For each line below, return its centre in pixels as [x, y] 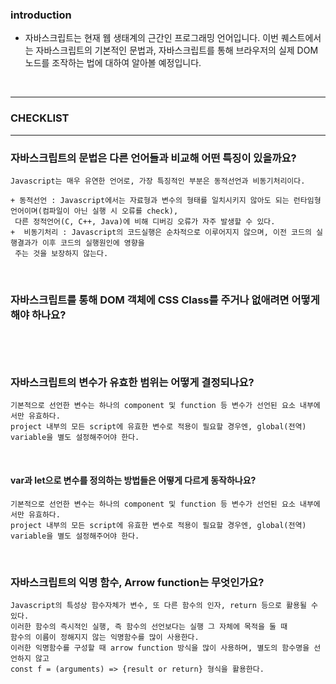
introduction [41, 15]
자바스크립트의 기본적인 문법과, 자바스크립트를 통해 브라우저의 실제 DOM [177, 50]
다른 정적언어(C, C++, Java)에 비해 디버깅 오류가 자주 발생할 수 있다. [145, 221]
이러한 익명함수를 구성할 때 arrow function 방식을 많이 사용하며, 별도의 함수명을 [160, 648]
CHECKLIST [40, 118]
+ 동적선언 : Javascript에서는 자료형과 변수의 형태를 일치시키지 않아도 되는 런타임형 [166, 200]
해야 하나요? [38, 315]
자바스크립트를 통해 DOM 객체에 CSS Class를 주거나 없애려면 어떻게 [165, 300]
